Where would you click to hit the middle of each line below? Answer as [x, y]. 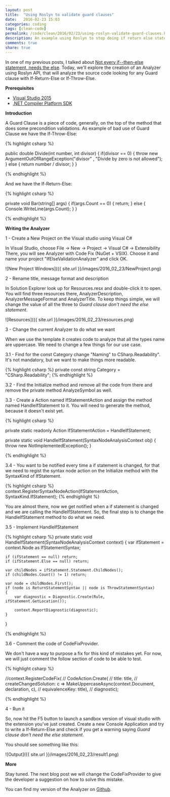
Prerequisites [20, 88]
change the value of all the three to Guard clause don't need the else [77, 304]
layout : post [19, 10]
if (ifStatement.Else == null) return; [47, 561]
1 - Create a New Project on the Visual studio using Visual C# [69, 238]
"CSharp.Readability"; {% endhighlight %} [49, 375]
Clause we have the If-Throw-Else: [41, 134]
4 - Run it [15, 709]
